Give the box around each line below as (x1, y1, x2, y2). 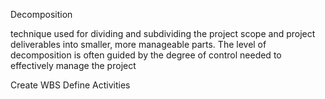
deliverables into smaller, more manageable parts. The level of (10, 39, 267, 50)
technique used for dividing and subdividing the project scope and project (10, 28, 316, 39)
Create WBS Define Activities (10, 79, 131, 91)
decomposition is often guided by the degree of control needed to (10, 49, 282, 61)
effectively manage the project (10, 60, 137, 71)
